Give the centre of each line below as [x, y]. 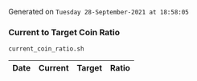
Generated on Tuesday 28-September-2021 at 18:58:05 [98, 12]
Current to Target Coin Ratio [64, 32]
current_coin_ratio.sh [46, 49]
